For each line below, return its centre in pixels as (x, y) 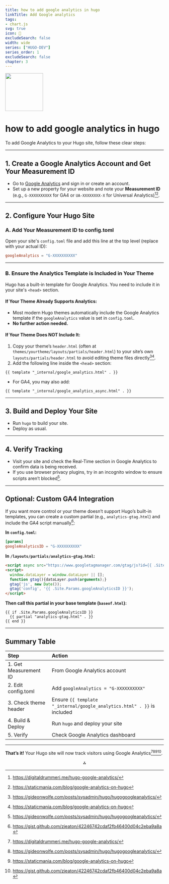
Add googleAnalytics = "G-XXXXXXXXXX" (99, 689)
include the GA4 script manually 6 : (40, 522)
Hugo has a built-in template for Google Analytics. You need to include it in (82, 284)
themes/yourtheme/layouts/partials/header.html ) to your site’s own (83, 351)
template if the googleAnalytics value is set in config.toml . (73, 318)
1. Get (15, 664)
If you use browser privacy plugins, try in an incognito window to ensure (87, 472)
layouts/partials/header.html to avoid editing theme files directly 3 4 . (84, 357)
